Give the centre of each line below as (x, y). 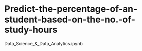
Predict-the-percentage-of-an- (71, 9)
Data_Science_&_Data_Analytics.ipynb (44, 43)
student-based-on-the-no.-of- (70, 19)
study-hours (31, 30)
